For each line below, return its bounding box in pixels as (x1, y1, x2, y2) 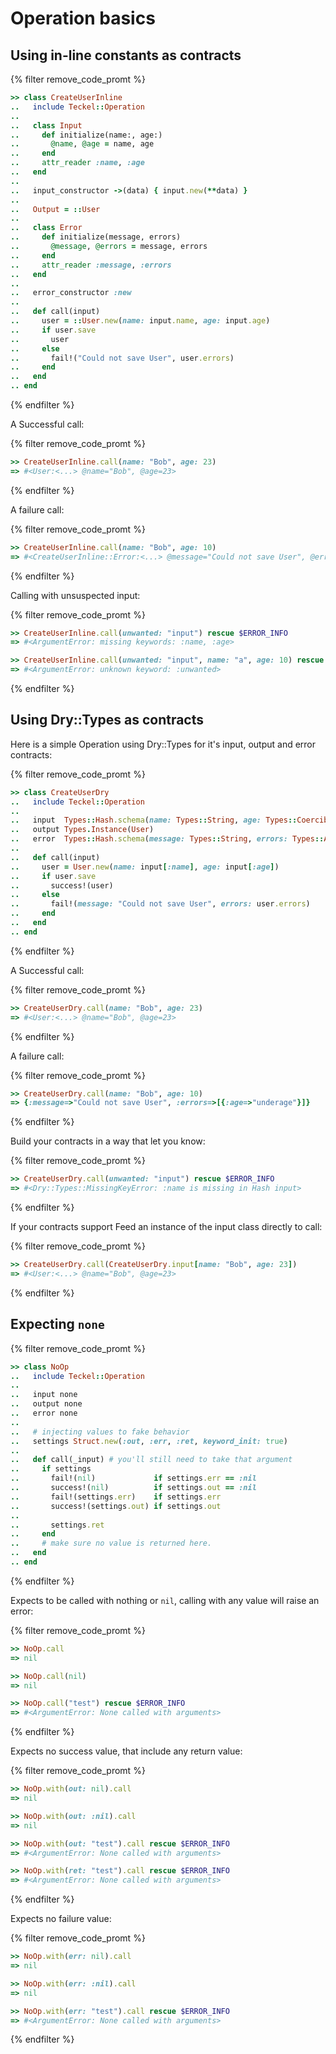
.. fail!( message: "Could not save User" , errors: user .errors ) (10, 899, 311, 909)
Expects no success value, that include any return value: (10, 1745, 243, 1757)
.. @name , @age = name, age (10, 139, 155, 149)
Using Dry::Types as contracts (10, 712, 205, 729)
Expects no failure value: (10, 1913, 112, 1925)
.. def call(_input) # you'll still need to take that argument (10, 1455, 293, 1465)
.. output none (10, 1399, 83, 1409)
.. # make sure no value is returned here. (10, 1538, 213, 1549)
